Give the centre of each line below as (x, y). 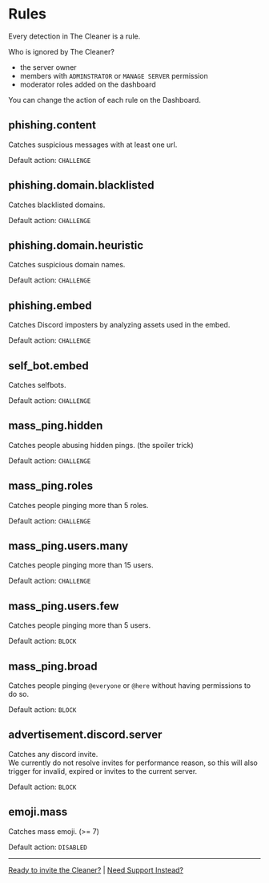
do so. (19, 694)
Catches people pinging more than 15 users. (81, 565)
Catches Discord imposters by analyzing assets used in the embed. (119, 325)
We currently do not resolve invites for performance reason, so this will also (133, 763)
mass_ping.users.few (64, 606)
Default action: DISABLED (48, 847)
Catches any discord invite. (53, 754)
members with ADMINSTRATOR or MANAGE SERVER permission (114, 75)
